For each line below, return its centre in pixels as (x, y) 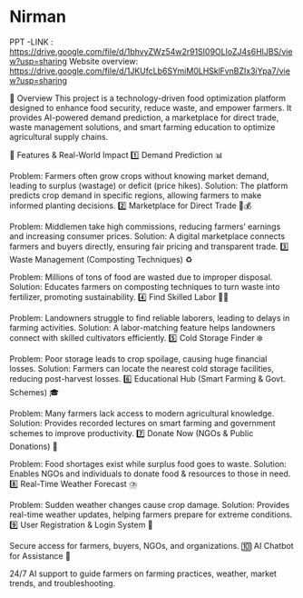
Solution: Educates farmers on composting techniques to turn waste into (145, 286)
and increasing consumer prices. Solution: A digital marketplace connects (147, 236)
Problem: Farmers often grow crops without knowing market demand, (139, 175)
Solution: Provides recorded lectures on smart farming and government (142, 423)
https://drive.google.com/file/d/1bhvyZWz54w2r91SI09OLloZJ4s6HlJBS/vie (151, 51)
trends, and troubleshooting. (63, 583)
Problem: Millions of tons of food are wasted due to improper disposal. (141, 277)
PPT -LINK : (31, 42)
